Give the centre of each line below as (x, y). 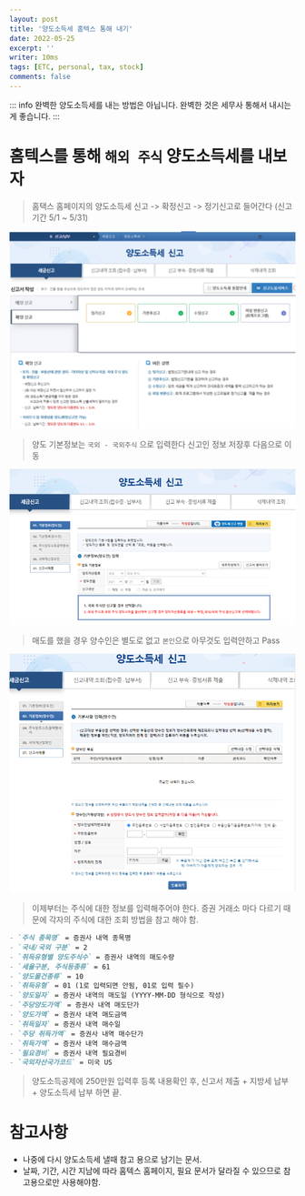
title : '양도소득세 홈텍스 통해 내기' (71, 29)
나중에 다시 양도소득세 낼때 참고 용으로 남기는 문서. (112, 1160)
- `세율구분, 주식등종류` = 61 (60, 967)
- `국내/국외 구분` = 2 (49, 947)
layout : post (34, 19)
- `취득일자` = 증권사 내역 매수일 (65, 1024)
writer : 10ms (34, 58)
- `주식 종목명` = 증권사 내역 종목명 (70, 938)
